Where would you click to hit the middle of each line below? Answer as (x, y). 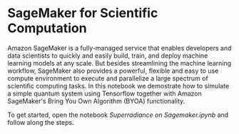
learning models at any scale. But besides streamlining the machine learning (119, 63)
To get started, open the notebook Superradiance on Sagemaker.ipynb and (118, 115)
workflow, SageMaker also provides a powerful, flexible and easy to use (113, 71)
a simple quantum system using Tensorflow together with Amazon (105, 93)
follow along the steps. (41, 122)
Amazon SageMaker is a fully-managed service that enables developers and (119, 48)
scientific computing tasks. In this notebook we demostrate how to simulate (118, 86)
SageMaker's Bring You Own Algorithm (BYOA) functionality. (96, 100)
